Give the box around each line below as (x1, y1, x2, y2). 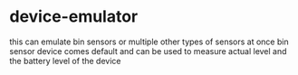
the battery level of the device (9, 55, 121, 66)
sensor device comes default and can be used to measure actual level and (9, 45, 287, 56)
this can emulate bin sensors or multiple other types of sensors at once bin (9, 36, 289, 47)
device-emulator (9, 6, 139, 27)
